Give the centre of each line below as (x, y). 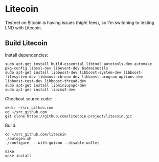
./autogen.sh (18, 139)
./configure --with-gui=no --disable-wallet (52, 143)
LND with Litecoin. (24, 27)
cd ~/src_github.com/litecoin (36, 134)
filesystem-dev (21, 77)
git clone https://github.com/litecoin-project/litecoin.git (69, 116)
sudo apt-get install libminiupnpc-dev (46, 85)
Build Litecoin (26, 43)
